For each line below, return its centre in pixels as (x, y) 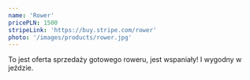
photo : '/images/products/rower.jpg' (70, 37)
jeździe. (21, 68)
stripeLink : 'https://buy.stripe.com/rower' (82, 30)
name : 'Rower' (32, 15)
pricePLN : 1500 (33, 23)
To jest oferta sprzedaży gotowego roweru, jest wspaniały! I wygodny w (125, 60)
